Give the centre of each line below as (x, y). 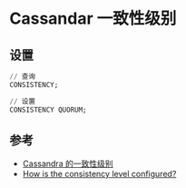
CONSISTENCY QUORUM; (49, 110)
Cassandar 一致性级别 (93, 19)
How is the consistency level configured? (99, 174)
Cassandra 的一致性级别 (68, 163)
